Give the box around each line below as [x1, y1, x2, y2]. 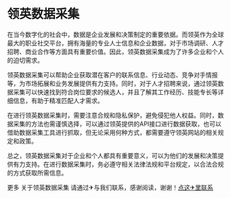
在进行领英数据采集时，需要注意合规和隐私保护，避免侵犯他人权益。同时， [7, 111, 218, 119]
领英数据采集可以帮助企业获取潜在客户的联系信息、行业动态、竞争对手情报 [7, 70, 218, 79]
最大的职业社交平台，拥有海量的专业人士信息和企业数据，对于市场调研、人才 [7, 38, 224, 47]
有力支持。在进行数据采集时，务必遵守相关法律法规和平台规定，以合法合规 [12, 159, 224, 168]
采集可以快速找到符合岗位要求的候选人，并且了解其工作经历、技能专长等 [12, 87, 218, 96]
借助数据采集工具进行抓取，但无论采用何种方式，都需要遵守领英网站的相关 [7, 128, 218, 136]
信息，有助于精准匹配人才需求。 [12, 96, 104, 104]
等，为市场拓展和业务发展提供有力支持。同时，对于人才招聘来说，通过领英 [7, 79, 218, 87]
